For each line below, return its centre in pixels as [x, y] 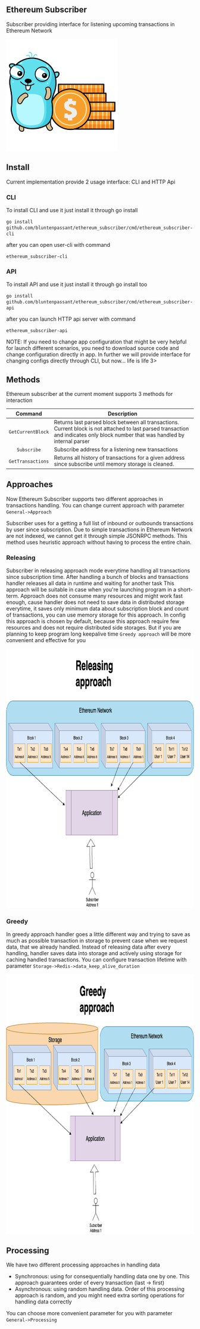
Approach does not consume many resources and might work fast [102, 596]
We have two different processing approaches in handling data [83, 1265]
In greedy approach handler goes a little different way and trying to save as [98, 934]
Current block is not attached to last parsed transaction [121, 428]
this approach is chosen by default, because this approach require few [93, 621]
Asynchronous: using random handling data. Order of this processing [99, 1289]
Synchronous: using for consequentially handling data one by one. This [102, 1276]
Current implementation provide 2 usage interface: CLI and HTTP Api [91, 182]
